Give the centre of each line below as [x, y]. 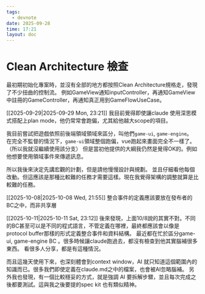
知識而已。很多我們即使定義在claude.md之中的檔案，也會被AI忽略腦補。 [97, 270]
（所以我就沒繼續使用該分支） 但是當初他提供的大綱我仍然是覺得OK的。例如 [102, 149]
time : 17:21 [21, 29]
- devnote [24, 18]
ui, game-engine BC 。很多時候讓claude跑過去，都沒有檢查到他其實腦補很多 [102, 241]
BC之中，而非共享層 [31, 206]
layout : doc [21, 35]
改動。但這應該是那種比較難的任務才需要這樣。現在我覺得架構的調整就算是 [100, 177]
